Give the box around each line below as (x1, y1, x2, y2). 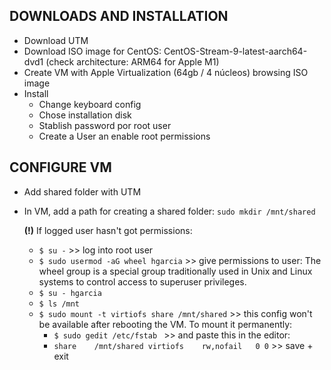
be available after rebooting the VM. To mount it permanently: (38, 318, 293, 330)
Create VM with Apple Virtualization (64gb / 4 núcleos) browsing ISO (23, 66, 309, 78)
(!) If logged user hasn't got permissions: (23, 224, 193, 236)
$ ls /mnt (38, 299, 81, 309)
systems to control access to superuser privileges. (38, 275, 247, 288)
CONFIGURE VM (9, 159, 112, 176)
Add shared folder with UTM (23, 185, 142, 198)
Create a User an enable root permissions (38, 130, 211, 142)
